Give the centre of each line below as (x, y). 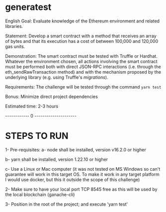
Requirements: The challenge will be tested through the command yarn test (83, 87)
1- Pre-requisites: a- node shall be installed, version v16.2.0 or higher (76, 150)
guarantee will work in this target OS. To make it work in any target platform (83, 174)
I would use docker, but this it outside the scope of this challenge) (73, 179)
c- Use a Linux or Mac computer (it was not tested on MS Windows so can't (83, 169)
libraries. (14, 26)
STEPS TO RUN (37, 136)
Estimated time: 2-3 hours (32, 106)
